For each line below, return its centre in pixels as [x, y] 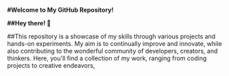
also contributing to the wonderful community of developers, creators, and [112, 51]
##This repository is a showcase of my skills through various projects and [111, 36]
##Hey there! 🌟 [29, 23]
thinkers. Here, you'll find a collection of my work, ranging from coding [107, 58]
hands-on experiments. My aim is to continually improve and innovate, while [114, 43]
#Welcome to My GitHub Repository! [60, 10]
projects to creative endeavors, [51, 65]
